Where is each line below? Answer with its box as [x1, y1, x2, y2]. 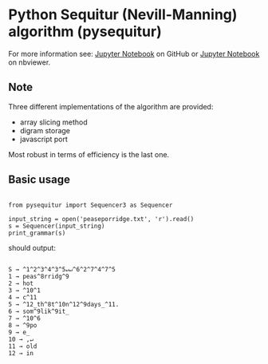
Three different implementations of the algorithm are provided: [8, 101, 214, 111]
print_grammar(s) [8, 229, 66, 237]
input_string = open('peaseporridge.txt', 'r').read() [8, 215, 195, 223]
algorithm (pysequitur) [8, 22, 162, 41]
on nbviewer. [8, 57, 51, 67]
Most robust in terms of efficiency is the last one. [8, 149, 170, 159]
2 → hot [8, 279, 34, 287]
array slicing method [19, 117, 88, 127]
